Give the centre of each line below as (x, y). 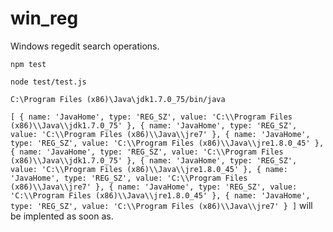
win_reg (44, 18)
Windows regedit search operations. (85, 46)
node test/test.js (48, 82)
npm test (28, 64)
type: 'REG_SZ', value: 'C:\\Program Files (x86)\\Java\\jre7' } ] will (161, 205)
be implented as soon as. (62, 216)
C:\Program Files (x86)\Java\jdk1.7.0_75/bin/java (118, 99)
